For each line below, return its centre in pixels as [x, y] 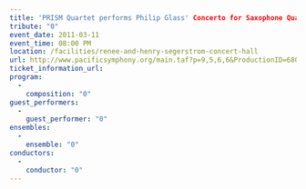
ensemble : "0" [52, 144]
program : [26, 77]
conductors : [32, 153]
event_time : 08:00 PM [51, 43]
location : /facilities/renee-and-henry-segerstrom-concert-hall [134, 52]
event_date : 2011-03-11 [55, 35]
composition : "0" [59, 94]
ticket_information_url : [56, 69]
